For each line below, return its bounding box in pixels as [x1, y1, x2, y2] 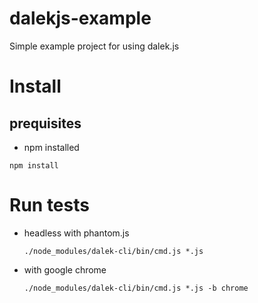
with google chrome [23, 263, 107, 276]
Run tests [9, 194, 90, 217]
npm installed [23, 141, 80, 153]
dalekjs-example [9, 7, 152, 30]
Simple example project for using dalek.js [9, 40, 180, 52]
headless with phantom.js [23, 227, 130, 239]
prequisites [9, 115, 82, 132]
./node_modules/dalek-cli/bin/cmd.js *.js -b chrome [23, 283, 249, 293]
